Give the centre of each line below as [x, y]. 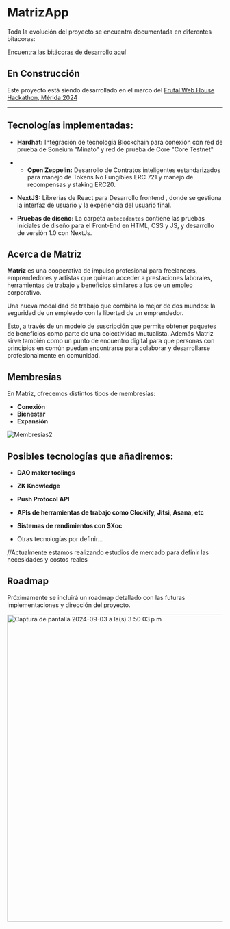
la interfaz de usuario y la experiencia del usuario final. [94, 205]
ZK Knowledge [38, 486]
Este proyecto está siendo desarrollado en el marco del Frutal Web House [111, 90]
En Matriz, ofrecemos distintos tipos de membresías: [81, 394]
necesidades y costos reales [47, 559]
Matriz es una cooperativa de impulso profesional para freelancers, [102, 271]
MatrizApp [38, 13]
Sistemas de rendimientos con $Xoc [69, 526]
